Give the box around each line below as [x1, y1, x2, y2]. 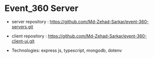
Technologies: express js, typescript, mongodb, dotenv [11, 47, 122, 53]
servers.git [11, 23, 34, 29]
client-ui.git [11, 38, 35, 44]
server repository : [11, 19, 49, 24]
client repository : [11, 33, 47, 39]
